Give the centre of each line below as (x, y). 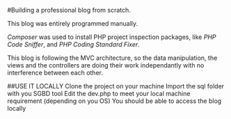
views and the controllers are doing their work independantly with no (106, 65)
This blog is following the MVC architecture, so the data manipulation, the (112, 58)
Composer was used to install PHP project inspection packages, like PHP (112, 37)
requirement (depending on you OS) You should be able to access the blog (114, 101)
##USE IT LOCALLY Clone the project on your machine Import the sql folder (116, 86)
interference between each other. (55, 73)
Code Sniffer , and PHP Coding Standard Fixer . (74, 44)
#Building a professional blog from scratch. (69, 10)
